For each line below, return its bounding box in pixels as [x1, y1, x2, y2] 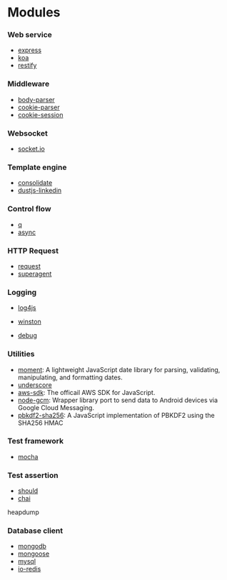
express [17, 46, 41, 54]
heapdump [7, 508, 39, 516]
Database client [7, 526, 64, 536]
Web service [7, 30, 52, 40]
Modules [7, 4, 61, 21]
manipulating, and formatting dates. [17, 373, 123, 381]
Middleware [7, 79, 50, 89]
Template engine [7, 162, 67, 172]
